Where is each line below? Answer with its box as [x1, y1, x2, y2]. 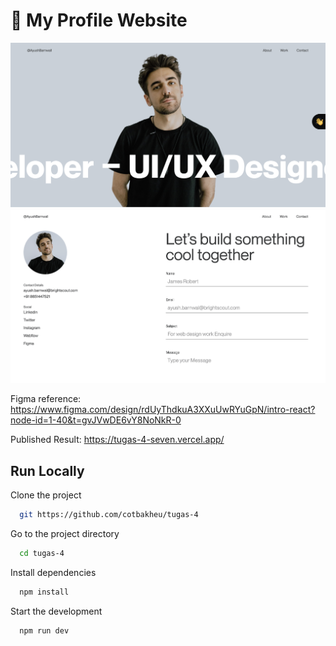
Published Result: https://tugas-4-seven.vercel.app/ [10, 434, 225, 446]
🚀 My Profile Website [10, 9, 188, 32]
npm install [19, 587, 70, 597]
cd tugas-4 [19, 548, 65, 558]
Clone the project [10, 489, 82, 501]
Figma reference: [10, 393, 82, 405]
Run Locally [10, 462, 85, 479]
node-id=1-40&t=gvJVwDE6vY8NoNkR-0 [10, 414, 182, 426]
